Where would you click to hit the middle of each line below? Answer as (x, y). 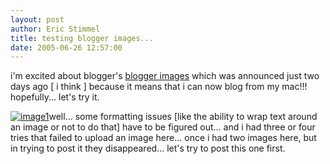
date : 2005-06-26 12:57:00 (66, 47)
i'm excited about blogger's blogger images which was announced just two (165, 76)
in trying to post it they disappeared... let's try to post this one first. (148, 148)
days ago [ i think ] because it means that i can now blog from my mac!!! (159, 87)
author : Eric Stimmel (55, 29)
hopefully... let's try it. (55, 97)
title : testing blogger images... (82, 38)
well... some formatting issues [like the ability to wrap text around (183, 117)
